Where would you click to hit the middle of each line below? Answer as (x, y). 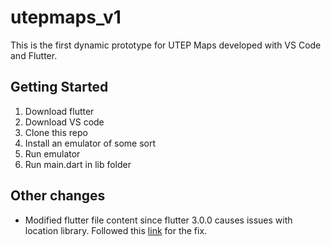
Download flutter (59, 111)
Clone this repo (56, 132)
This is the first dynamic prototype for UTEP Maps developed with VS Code (166, 45)
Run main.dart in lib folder (78, 164)
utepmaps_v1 (66, 17)
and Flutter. (34, 55)
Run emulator (52, 153)
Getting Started (59, 87)
